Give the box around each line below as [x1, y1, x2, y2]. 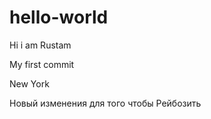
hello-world [9, 6, 109, 29]
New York [9, 77, 50, 90]
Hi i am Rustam [9, 39, 72, 51]
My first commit [9, 58, 75, 70]
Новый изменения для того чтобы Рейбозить [9, 97, 202, 109]
